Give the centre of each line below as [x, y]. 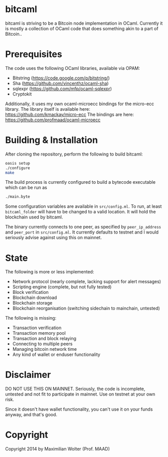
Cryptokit [22, 94]
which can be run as [26, 188]
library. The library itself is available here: [48, 109]
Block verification [31, 292]
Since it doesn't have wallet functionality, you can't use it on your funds [79, 409]
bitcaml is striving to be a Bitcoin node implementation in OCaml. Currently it [84, 23]
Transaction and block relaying [44, 339]
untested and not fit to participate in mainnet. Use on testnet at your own [80, 394]
